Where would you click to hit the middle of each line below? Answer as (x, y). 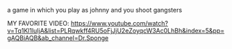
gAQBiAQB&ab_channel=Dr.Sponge (58, 38)
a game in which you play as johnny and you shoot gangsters (95, 10)
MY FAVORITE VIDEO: (38, 23)
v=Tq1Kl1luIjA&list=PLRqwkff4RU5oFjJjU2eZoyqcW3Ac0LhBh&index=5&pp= (116, 31)
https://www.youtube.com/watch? (119, 23)
